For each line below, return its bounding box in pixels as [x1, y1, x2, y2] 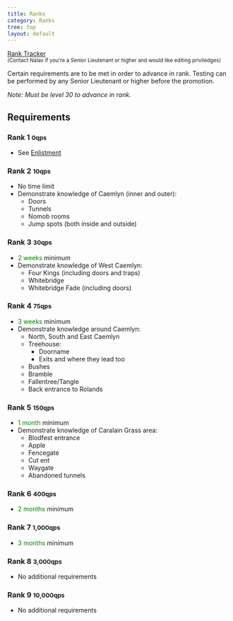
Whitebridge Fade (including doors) [28, 284, 132, 292]
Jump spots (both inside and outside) [28, 220, 137, 228]
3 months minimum [17, 538, 74, 547]
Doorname [38, 347, 70, 356]
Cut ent [28, 456, 50, 465]
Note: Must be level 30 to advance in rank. [7, 91, 132, 99]
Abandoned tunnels [28, 471, 86, 480]
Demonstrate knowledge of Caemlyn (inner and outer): [17, 190, 177, 198]
